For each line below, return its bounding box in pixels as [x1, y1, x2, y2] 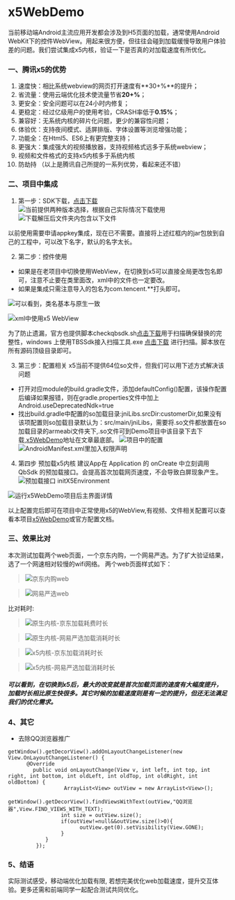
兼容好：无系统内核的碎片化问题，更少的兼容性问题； [17, 116, 171, 125]
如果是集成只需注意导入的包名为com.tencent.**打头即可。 [17, 284, 184, 293]
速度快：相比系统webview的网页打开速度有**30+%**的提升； [17, 82, 199, 91]
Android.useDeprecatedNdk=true [17, 401, 114, 410]
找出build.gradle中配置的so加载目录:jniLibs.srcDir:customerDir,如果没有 [17, 409, 222, 418]
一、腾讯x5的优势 [8, 64, 67, 74]
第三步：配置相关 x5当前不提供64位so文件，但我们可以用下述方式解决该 [17, 361, 225, 369]
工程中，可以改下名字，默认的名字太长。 [19, 238, 136, 246]
